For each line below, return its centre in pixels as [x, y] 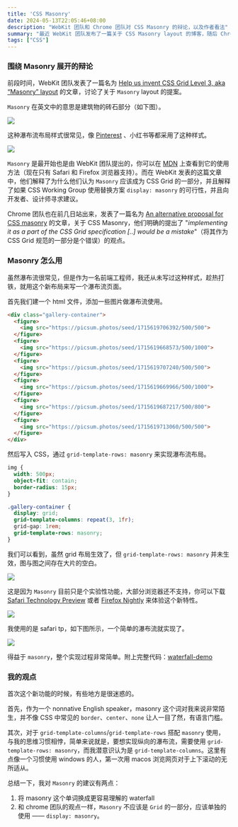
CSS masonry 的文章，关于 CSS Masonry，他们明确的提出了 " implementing [118, 223]
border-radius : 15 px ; [46, 487]
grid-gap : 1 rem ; [38, 527]
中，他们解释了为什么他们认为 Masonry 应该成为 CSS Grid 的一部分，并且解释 [119, 181]
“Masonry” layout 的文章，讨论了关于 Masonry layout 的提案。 [96, 92]
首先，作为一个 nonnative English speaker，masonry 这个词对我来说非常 [113, 709]
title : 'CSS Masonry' [39, 14]
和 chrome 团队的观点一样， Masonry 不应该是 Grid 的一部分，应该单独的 [122, 807]
